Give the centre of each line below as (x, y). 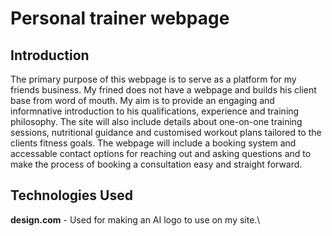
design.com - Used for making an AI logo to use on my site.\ (135, 219)
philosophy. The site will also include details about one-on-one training (156, 121)
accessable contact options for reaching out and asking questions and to (161, 153)
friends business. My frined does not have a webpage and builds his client (163, 90)
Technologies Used (71, 195)
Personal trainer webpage (120, 18)
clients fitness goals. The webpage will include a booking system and (153, 143)
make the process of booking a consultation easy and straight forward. (156, 164)
